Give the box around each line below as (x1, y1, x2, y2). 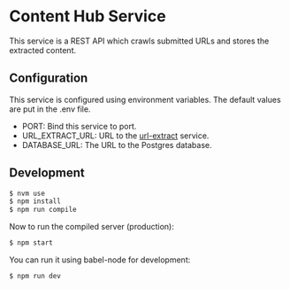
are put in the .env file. (9, 104, 91, 114)
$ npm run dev (9, 272, 62, 281)
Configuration (9, 71, 88, 86)
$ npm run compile (9, 206, 77, 215)
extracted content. (9, 44, 77, 55)
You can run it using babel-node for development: (9, 254, 191, 265)
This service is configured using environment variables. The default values (9, 94, 281, 105)
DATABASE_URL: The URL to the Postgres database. (21, 139, 212, 150)
